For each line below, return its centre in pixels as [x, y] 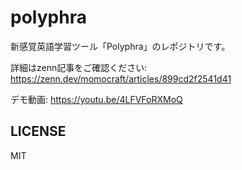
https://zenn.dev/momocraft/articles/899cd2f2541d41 [121, 78]
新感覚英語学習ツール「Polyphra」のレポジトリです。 [120, 46]
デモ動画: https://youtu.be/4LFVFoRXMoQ [96, 99]
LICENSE [38, 131]
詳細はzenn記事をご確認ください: [79, 67]
